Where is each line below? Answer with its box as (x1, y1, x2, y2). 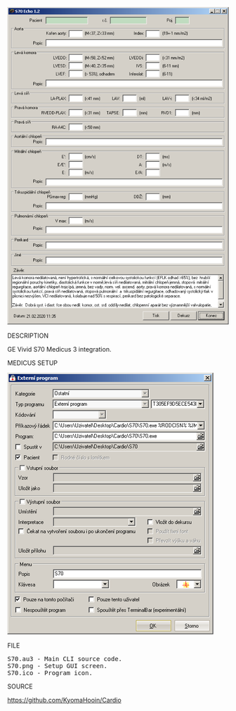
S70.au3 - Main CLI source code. (7, 655, 123, 662)
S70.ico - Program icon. (7, 669, 93, 677)
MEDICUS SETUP (7, 359, 58, 367)
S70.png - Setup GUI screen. (7, 662, 107, 670)
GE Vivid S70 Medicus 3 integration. (7, 345, 112, 353)
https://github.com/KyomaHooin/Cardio (7, 696, 122, 704)
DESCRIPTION (7, 331, 49, 340)
